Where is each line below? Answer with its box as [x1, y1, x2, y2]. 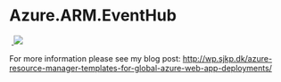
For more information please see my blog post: [9, 53, 181, 63]
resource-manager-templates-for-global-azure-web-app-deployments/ [9, 62, 272, 73]
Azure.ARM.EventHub [9, 5, 177, 26]
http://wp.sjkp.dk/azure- [182, 53, 273, 63]
